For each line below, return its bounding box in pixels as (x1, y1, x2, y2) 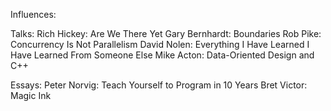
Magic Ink (10, 90, 52, 101)
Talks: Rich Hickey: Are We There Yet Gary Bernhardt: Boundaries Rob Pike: (10, 28, 322, 39)
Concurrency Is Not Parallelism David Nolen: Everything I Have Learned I (10, 39, 310, 50)
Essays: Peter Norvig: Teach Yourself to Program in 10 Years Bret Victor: (10, 79, 308, 91)
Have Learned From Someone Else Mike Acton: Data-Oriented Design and (10, 49, 315, 61)
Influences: (10, 9, 57, 20)
